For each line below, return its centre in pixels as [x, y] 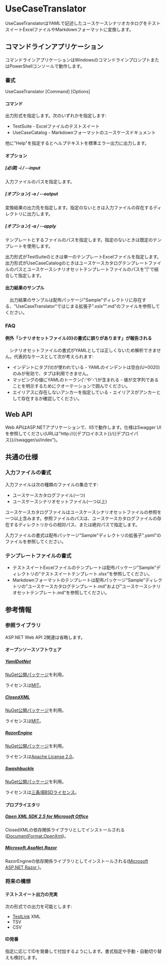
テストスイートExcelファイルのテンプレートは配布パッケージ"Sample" [84, 567]
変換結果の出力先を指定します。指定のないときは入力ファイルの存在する [79, 207]
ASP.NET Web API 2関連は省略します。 [45, 637]
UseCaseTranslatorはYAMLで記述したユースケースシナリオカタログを [77, 23]
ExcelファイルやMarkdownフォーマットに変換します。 [78, 29]
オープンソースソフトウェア [33, 650]
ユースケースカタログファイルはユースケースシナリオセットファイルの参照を [83, 512]
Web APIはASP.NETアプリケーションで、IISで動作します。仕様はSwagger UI [83, 427]
